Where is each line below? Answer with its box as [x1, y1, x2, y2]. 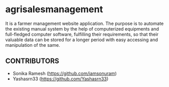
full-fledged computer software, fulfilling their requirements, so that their [5, 31, 159, 37]
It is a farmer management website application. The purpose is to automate [5, 20, 164, 26]
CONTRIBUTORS [5, 57, 59, 66]
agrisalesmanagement [5, 4, 103, 15]
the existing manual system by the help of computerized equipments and [5, 25, 159, 32]
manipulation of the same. [5, 42, 60, 48]
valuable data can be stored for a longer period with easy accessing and [5, 37, 158, 43]
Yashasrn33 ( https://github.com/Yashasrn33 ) [12, 75, 109, 82]
